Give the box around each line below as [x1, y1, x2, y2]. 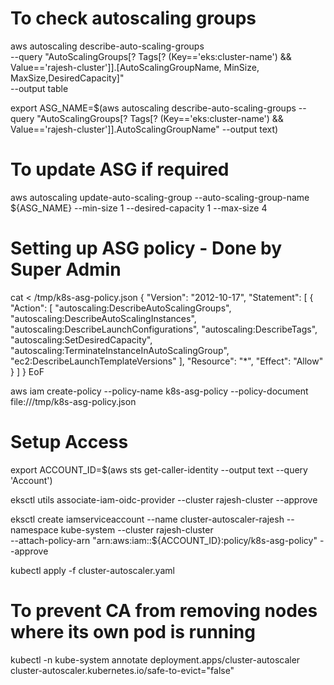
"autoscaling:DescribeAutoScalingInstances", [10, 312, 197, 324]
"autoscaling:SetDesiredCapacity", [10, 333, 153, 346]
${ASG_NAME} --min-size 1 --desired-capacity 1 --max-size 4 [10, 202, 268, 214]
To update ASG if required [10, 158, 230, 181]
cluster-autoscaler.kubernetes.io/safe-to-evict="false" [10, 664, 235, 676]
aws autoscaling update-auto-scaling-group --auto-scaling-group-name [10, 191, 310, 203]
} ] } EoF [10, 365, 45, 377]
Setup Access [10, 431, 129, 453]
